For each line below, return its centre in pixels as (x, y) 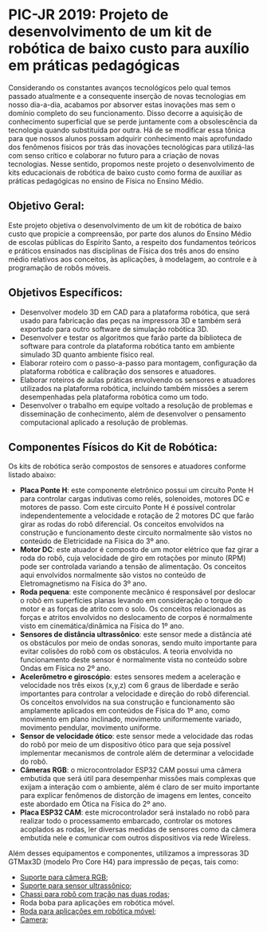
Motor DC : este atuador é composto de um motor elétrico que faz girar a (139, 550)
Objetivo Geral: (47, 206)
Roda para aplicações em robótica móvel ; (88, 911)
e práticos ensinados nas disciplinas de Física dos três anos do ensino (124, 251)
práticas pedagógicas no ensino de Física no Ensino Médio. (106, 180)
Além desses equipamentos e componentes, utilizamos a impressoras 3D (129, 853)
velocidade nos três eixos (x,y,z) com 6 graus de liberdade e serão (129, 685)
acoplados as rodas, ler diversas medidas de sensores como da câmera (138, 829)
